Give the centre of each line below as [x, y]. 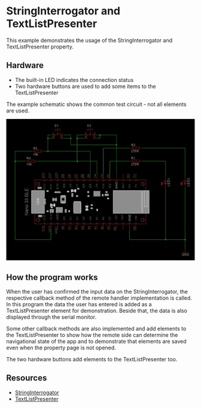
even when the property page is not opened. [61, 348]
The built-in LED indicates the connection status [74, 80]
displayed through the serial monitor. [51, 317]
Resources [27, 378]
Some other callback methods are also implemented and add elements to [96, 328]
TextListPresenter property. [40, 47]
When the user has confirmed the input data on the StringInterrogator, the [97, 291]
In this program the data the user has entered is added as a [79, 304]
